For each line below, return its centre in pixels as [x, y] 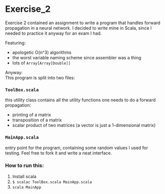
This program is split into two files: [40, 78]
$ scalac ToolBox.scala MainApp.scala [52, 182]
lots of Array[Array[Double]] [41, 63]
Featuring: [16, 42]
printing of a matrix [32, 115]
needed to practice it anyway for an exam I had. [53, 33]
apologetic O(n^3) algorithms [42, 52]
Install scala [24, 176]
